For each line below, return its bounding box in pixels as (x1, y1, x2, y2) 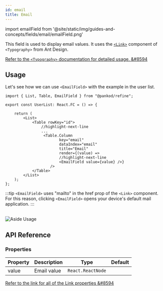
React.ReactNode (67, 268, 106, 273)
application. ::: (5, 201, 35, 207)
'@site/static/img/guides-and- (53, 26, 115, 32)
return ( (14, 111, 33, 116)
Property (8, 259, 30, 265)
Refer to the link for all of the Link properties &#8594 (5, 280, 114, 286)
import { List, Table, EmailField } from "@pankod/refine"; (5, 93, 134, 99)
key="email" (59, 138, 84, 143)
